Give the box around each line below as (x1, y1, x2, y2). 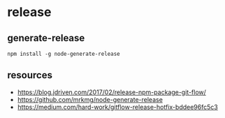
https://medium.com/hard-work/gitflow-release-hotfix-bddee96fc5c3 (17, 103, 218, 111)
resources (7, 69, 52, 81)
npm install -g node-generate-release (7, 50, 120, 57)
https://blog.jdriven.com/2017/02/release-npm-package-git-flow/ (17, 88, 206, 96)
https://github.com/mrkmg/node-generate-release (17, 95, 163, 103)
